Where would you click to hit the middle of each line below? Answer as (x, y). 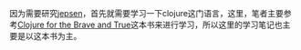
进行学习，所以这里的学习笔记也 (223, 25)
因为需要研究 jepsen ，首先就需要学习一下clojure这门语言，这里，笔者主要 (147, 13)
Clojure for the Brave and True (74, 25)
